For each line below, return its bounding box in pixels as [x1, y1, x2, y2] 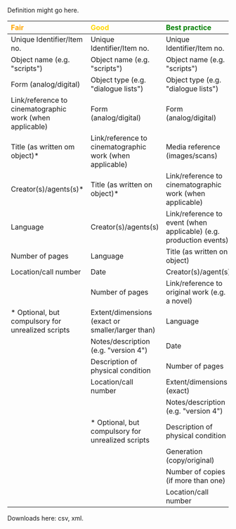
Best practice [166, 23, 212, 32]
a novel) [166, 296, 193, 306]
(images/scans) [166, 151, 218, 161]
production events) [166, 235, 229, 245]
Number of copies [166, 467, 226, 476]
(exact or [90, 316, 121, 326]
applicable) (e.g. [166, 227, 220, 236]
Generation [166, 447, 203, 456]
